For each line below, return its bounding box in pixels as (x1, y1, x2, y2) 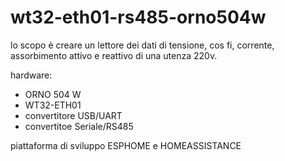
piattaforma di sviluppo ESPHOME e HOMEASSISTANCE (10, 139, 242, 151)
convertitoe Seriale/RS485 (24, 120, 134, 132)
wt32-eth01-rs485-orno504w (10, 6, 267, 29)
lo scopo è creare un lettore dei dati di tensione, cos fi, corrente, (10, 39, 275, 51)
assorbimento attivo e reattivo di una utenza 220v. (10, 49, 218, 61)
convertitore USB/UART (24, 109, 123, 121)
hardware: (10, 69, 53, 81)
